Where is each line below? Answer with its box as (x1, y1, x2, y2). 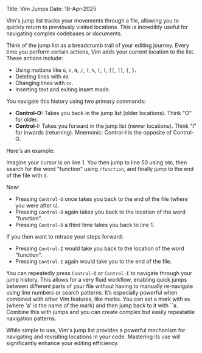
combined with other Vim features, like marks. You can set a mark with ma (6, 295, 190, 302)
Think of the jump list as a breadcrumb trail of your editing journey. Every (6, 42, 190, 49)
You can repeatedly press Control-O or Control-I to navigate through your (6, 270, 193, 276)
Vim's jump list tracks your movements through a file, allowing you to (6, 17, 179, 24)
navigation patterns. (6, 315, 57, 322)
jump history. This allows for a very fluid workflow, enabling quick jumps (6, 276, 187, 283)
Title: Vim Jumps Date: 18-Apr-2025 (6, 5, 97, 12)
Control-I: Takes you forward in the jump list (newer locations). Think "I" (15, 122, 197, 130)
